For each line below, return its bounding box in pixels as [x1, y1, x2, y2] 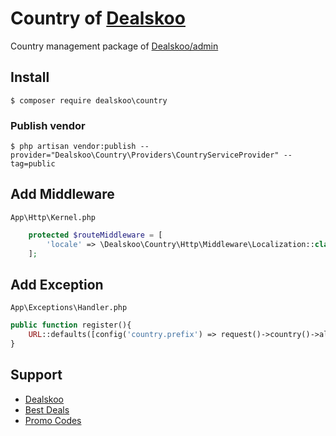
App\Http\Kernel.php [10, 212, 97, 222]
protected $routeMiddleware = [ [28, 230, 163, 240]
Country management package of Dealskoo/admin [10, 40, 219, 52]
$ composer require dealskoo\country [10, 95, 168, 106]
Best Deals [24, 403, 70, 416]
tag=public [10, 159, 56, 169]
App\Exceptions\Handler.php [10, 303, 128, 313]
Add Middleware [10, 186, 115, 203]
